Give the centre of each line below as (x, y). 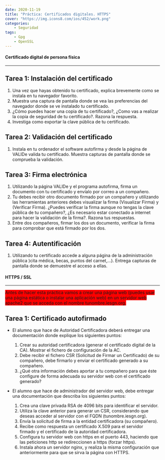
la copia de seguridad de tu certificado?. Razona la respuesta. (75, 116)
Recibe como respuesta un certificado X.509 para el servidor (81, 427)
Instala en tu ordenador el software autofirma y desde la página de (80, 149)
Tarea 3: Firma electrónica (46, 175)
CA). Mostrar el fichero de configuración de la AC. (70, 350)
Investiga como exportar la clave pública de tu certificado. (71, 122)
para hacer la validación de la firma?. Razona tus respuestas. (74, 218)
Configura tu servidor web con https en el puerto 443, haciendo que (89, 437)
